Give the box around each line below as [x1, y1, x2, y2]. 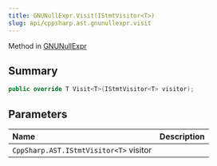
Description [159, 131, 205, 142]
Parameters [8, 107, 68, 121]
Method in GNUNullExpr [8, 41, 88, 50]
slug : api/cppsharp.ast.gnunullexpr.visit [8, 19, 152, 27]
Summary [8, 64, 58, 77]
